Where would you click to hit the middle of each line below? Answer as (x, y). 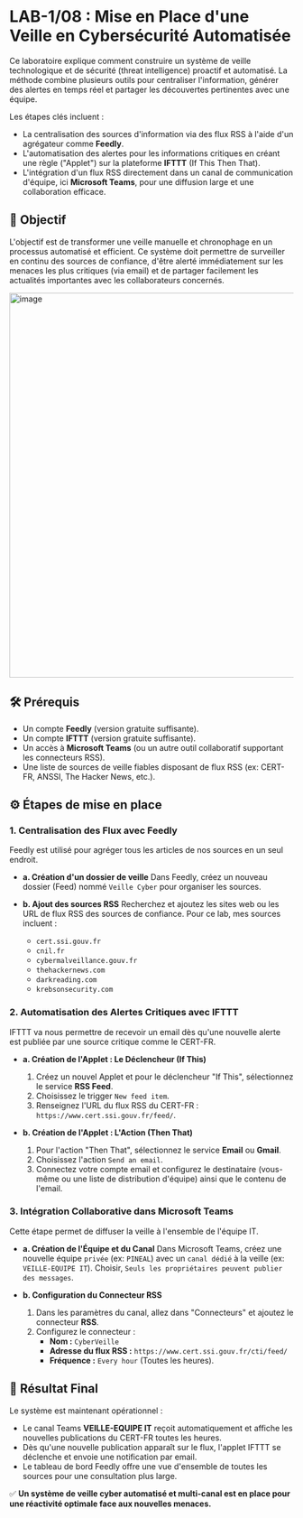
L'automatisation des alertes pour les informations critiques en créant (151, 153)
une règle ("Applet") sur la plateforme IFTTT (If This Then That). (141, 162)
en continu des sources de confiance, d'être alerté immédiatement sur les (147, 261)
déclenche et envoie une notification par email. (110, 1457)
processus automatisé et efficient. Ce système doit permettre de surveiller (147, 251)
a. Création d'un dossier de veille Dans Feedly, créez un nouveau (145, 877)
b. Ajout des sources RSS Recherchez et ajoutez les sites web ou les (151, 904)
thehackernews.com (70, 971)
